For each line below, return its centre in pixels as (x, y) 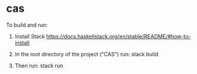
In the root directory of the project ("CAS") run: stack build (87, 54)
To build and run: (27, 25)
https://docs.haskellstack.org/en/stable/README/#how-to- (119, 36)
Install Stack (30, 36)
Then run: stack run (39, 65)
